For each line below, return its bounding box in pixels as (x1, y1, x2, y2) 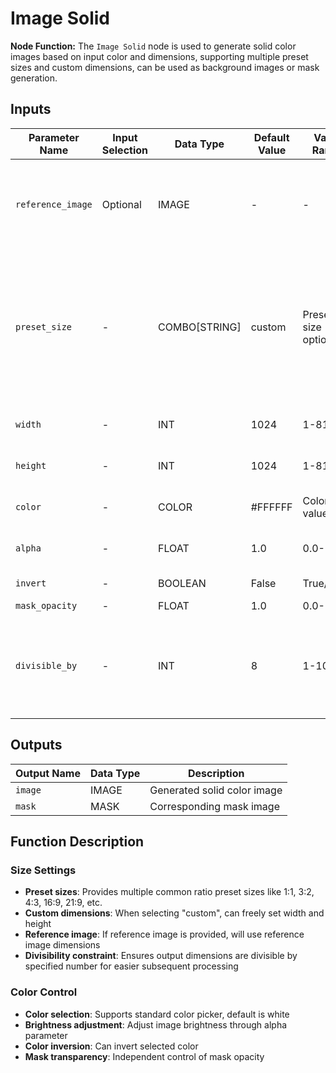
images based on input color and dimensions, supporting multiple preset (10, 50, 309, 62)
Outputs (10, 737, 63, 754)
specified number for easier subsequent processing (24, 960, 239, 972)
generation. (10, 72, 58, 84)
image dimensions (24, 939, 101, 951)
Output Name (15, 766, 81, 780)
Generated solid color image (149, 783, 283, 797)
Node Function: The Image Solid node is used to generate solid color (10, 40, 297, 52)
